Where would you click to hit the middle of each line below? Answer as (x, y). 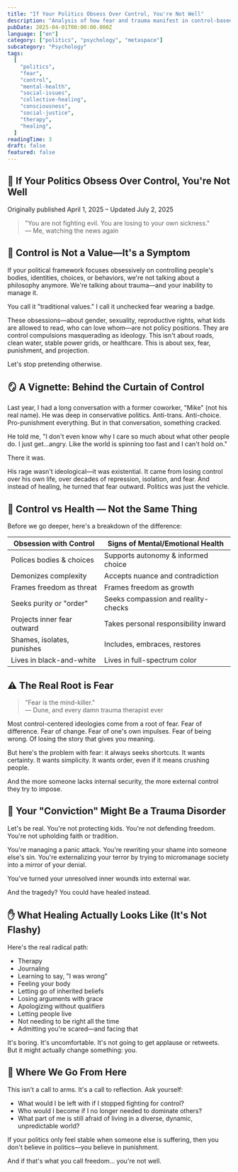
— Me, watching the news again (72, 231)
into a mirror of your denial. (47, 864)
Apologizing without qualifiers (61, 1006)
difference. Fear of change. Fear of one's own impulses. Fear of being (109, 731)
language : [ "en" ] (33, 34)
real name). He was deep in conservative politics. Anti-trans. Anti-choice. (114, 415)
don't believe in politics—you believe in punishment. (83, 1147)
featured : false (31, 153)
